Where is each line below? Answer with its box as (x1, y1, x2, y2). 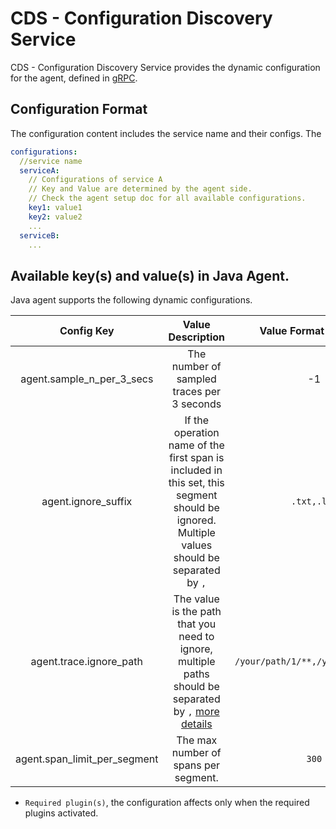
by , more (173, 705, 220, 719)
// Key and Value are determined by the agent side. (28, 184, 253, 194)
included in (170, 463, 223, 477)
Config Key (59, 324, 115, 338)
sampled (176, 372, 217, 386)
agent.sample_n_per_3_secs (20, 372, 154, 386)
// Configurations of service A (28, 175, 163, 185)
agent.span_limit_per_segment (15, 752, 159, 766)
